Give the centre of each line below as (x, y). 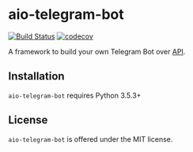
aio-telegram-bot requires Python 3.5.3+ (75, 95)
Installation (36, 76)
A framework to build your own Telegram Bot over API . (97, 51)
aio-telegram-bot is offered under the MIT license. (91, 139)
